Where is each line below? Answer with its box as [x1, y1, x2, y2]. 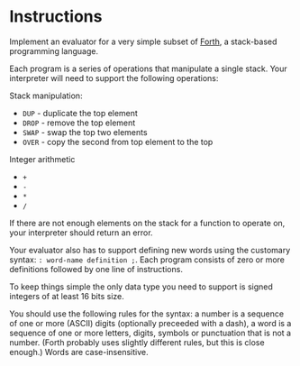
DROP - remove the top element [22, 117, 136, 128]
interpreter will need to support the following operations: [9, 72, 219, 83]
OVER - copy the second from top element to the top [22, 136, 214, 147]
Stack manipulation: [9, 90, 83, 101]
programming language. [9, 45, 99, 56]
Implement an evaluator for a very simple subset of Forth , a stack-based [9, 36, 277, 47]
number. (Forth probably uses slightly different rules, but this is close [9, 336, 265, 348]
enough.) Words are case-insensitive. [9, 346, 149, 357]
